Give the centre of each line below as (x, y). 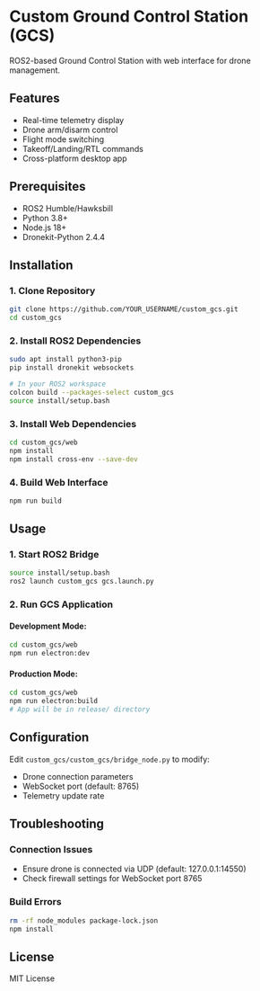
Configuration (49, 738)
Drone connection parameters (78, 776)
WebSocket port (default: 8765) (81, 786)
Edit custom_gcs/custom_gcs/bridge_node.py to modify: (110, 759)
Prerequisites (48, 187)
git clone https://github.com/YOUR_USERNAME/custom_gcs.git (124, 309)
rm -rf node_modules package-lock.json (84, 920)
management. (35, 70)
